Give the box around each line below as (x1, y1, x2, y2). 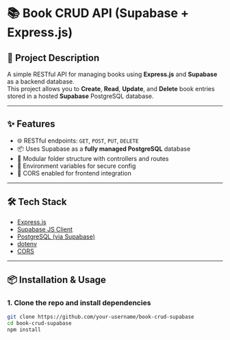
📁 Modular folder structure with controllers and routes (16, 154, 169, 162)
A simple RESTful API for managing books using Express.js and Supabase (7, 70, 218, 78)
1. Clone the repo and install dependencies (7, 297, 151, 307)
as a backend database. (7, 77, 75, 86)
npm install (7, 326, 41, 333)
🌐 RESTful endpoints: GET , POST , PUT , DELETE (16, 136, 139, 145)
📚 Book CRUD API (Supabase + (7, 5, 190, 21)
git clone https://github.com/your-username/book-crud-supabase (7, 313, 194, 321)
